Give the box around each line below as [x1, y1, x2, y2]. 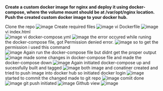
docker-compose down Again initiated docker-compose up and [5, 60, 151, 65]
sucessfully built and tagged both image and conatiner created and [5, 65, 158, 71]
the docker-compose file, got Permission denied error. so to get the [5, 39, 159, 45]
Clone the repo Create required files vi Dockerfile [5, 24, 140, 30]
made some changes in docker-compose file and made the [23, 55, 142, 60]
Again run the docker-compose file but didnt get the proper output [23, 49, 157, 55]
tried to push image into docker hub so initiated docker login [5, 70, 126, 76]
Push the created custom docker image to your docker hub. [5, 15, 128, 20]
